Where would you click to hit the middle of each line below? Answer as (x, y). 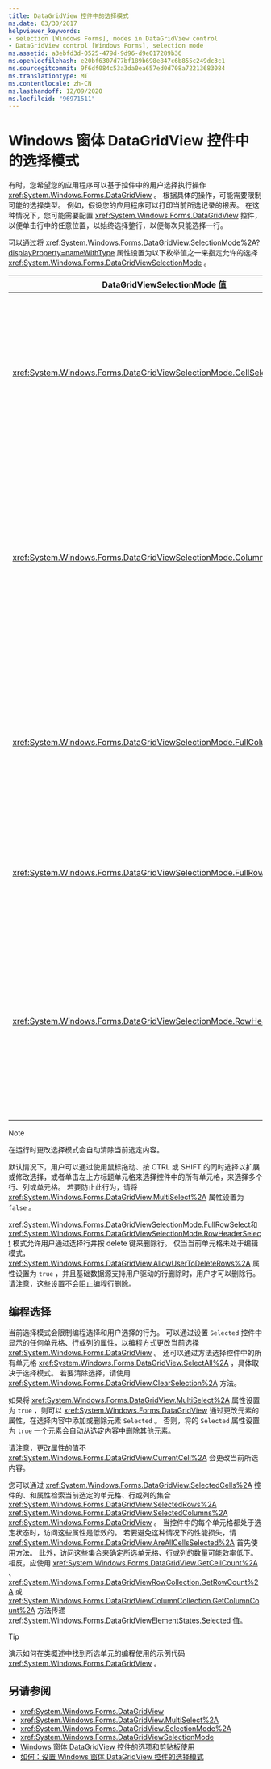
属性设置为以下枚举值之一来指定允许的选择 (187, 253)
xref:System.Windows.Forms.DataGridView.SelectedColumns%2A (118, 1513)
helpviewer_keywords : (45, 31)
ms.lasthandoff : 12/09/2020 (56, 91)
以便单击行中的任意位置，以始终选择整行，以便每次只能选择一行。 (118, 225)
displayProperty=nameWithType (62, 253)
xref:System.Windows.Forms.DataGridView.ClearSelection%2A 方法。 (125, 1383)
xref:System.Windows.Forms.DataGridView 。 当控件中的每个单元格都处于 (132, 1523)
